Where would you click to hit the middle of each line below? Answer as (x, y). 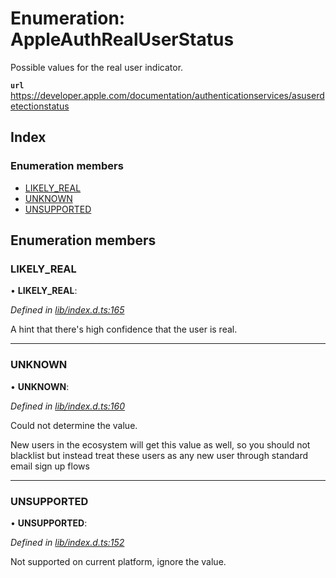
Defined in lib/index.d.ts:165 (67, 310)
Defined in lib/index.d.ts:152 (67, 542)
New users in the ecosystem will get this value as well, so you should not (160, 444)
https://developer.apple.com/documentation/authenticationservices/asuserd (167, 95)
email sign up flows (50, 466)
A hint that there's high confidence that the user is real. (124, 329)
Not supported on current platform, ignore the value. (118, 561)
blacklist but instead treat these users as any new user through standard (159, 455)
